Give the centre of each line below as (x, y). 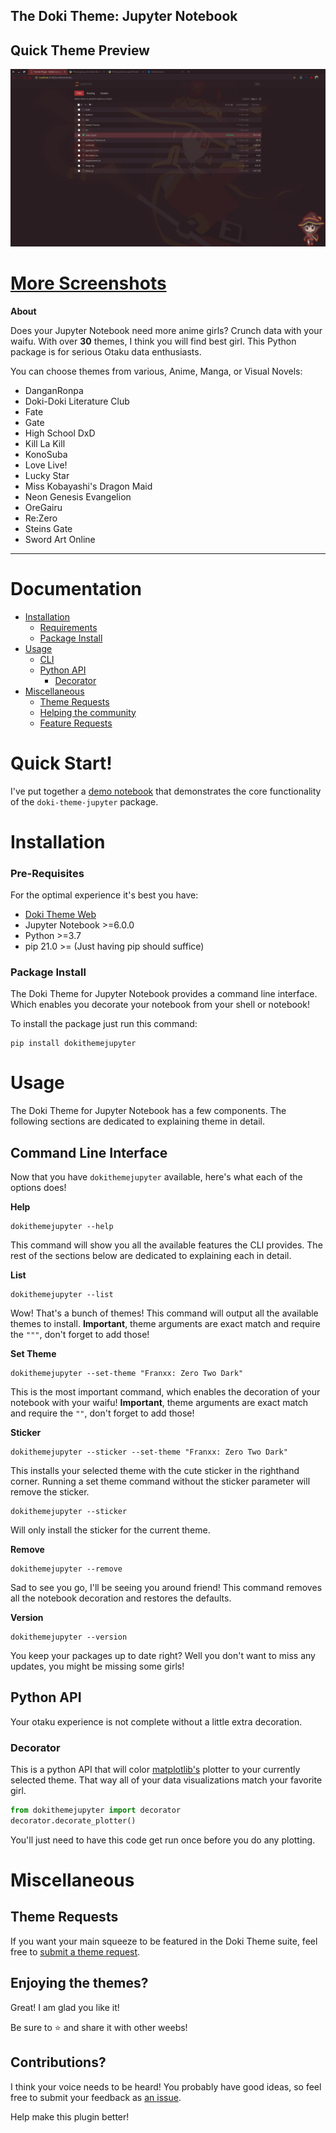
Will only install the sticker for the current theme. (110, 1530)
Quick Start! (61, 763)
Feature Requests (76, 723)
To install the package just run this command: (104, 1024)
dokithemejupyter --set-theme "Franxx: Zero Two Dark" (127, 1374)
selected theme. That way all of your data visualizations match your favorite (166, 1780)
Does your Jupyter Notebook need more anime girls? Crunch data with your (166, 330)
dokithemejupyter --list (62, 1295)
